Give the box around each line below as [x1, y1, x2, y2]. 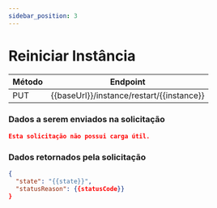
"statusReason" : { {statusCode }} [15, 185, 126, 193]
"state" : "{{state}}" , [15, 177, 92, 185]
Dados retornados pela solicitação [8, 151, 147, 163]
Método [12, 76, 43, 87]
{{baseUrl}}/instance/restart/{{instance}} [50, 90, 205, 101]
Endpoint [109, 76, 146, 87]
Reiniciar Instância [8, 46, 136, 65]
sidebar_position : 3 [8, 11, 79, 20]
